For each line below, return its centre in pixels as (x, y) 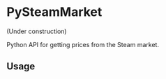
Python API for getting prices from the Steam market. (83, 44)
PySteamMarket (54, 12)
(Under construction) (37, 31)
